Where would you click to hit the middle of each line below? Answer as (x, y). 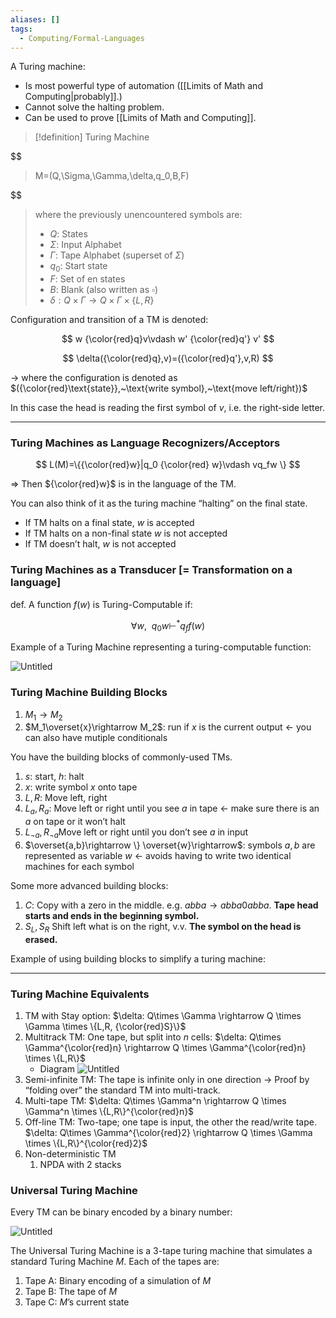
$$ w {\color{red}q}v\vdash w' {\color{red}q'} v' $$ (168, 339)
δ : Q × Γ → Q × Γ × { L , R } (102, 300)
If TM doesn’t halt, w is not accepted (100, 544)
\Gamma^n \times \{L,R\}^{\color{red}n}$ (109, 1111)
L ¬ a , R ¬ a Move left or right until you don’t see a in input (136, 833)
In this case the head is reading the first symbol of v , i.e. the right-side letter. (168, 408)
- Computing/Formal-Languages (82, 38)
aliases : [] (35, 19)
